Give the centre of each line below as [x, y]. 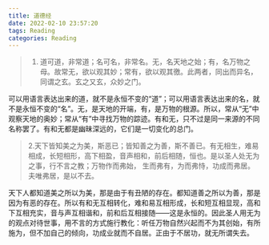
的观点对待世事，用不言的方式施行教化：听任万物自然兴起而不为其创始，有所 [134, 223]
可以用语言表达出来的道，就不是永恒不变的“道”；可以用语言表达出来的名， [131, 99]
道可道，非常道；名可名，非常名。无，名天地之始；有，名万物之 [145, 62]
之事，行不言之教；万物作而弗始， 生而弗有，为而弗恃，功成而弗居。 [141, 166]
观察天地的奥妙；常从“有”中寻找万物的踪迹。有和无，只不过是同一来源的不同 [134, 119]
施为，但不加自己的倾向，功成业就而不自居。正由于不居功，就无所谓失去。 [131, 233]
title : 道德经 [30, 16]
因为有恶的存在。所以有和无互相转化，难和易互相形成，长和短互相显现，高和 [134, 203]
